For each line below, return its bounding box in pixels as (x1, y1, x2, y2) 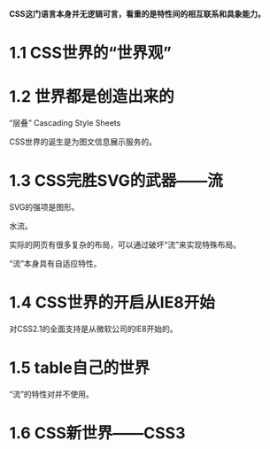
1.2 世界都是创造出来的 (9, 87, 174, 107)
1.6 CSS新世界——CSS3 (9, 423, 186, 444)
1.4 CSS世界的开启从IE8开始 (9, 292, 215, 313)
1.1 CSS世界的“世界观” (9, 43, 172, 63)
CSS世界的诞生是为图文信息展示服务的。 (9, 136, 158, 147)
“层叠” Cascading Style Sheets (9, 118, 121, 128)
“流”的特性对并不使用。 (9, 389, 95, 399)
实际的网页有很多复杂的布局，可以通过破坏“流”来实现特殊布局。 (9, 239, 242, 251)
